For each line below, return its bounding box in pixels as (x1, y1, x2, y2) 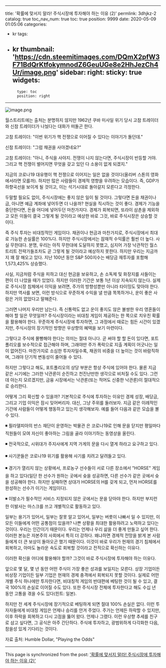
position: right (17, 94, 50, 98)
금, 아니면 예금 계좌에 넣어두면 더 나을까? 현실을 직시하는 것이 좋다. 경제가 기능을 (5, 200, 160, 206)
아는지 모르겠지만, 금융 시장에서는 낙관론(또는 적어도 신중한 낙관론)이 (10, 377, 143, 382)
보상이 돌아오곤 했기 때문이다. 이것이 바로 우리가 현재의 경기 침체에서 (29, 538, 161, 544)
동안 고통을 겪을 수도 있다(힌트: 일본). (5, 590, 77, 596)
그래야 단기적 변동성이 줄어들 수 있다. (11, 354, 83, 360)
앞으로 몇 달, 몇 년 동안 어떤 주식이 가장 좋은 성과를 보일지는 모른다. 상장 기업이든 (5, 566, 161, 572)
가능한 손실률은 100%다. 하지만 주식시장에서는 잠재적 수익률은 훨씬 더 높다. (10, 236, 155, 241)
